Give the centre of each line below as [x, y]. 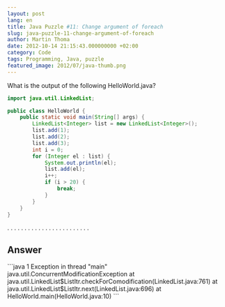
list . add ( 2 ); [51, 137]
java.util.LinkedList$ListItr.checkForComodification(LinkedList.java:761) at [113, 282]
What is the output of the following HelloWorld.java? [82, 85]
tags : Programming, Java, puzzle [56, 59]
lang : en [20, 20]
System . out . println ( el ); [80, 163]
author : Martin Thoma [39, 40]
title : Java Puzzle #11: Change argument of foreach [85, 27]
